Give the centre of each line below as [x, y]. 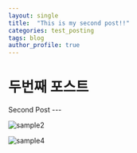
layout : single [33, 16]
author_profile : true [44, 45]
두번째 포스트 [49, 87]
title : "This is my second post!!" [69, 23]
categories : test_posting [51, 30]
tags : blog [26, 38]
